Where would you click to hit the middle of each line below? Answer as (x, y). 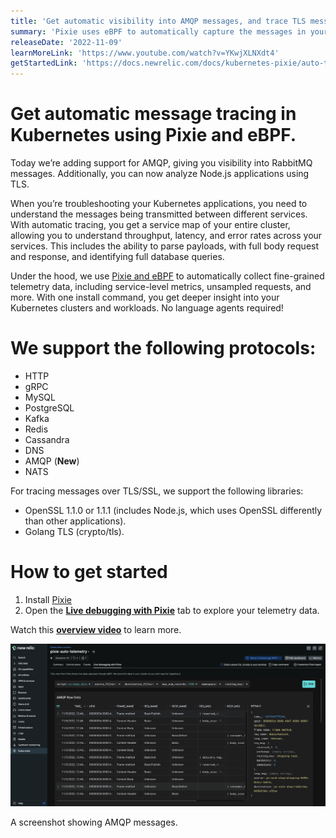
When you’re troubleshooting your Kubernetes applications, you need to (159, 204)
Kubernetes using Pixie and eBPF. (153, 135)
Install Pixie (48, 599)
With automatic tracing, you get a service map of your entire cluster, (150, 225)
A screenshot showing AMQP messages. (94, 822)
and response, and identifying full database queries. (117, 257)
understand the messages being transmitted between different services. (159, 214)
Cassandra (47, 439)
